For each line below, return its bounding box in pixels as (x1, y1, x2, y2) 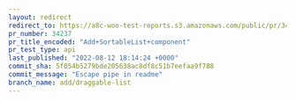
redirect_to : (8, 21, 57, 30)
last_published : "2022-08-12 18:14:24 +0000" (8, 54, 178, 62)
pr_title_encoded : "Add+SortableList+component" (8, 37, 191, 47)
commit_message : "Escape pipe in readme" (8, 70, 163, 79)
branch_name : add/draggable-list (8, 78, 132, 87)
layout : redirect (8, 12, 72, 22)
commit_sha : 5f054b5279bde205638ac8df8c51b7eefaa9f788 (8, 62, 215, 71)
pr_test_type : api (8, 46, 76, 54)
